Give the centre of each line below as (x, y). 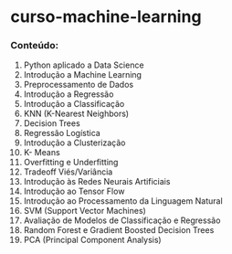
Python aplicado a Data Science (84, 65)
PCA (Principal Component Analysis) (93, 240)
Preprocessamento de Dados (79, 85)
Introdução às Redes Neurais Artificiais (97, 182)
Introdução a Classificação (74, 104)
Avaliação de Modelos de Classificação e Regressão (122, 220)
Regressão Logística (62, 133)
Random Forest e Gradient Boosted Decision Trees (119, 230)
